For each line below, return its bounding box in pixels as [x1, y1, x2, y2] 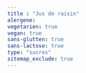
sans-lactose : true [7, 42, 64, 49]
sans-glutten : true [7, 36, 64, 43]
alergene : [7, 17, 36, 24]
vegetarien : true [7, 23, 58, 30]
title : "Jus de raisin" [7, 10, 80, 17]
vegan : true [7, 29, 42, 37]
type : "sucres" [7, 49, 52, 56]
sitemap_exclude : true [7, 56, 73, 63]
